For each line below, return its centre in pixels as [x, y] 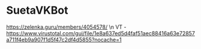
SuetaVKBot [37, 10]
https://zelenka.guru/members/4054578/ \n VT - [66, 27]
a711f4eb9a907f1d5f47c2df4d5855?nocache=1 [64, 39]
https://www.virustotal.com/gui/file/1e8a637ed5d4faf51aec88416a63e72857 [100, 33]
